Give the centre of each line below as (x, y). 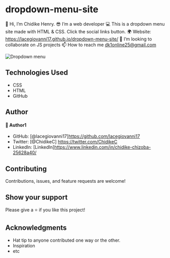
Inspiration (24, 245)
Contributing (26, 169)
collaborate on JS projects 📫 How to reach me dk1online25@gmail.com (81, 45)
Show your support (37, 197)
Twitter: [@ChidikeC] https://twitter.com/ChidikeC (65, 142)
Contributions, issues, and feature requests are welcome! (66, 181)
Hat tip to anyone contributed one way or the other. (67, 240)
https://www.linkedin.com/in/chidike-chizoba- (103, 147)
